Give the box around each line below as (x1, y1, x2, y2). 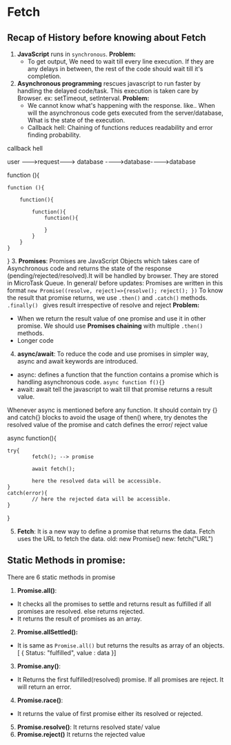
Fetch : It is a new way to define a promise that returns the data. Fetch (17, 527, 215, 536)
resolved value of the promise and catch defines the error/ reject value (7, 421, 208, 428)
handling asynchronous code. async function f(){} (17, 378, 165, 386)
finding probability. (27, 131, 81, 139)
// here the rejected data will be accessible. (32, 496, 171, 502)
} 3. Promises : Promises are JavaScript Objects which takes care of (7, 257, 200, 265)
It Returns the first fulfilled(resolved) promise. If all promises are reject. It (17, 675, 224, 683)
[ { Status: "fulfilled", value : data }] (17, 648, 117, 657)
